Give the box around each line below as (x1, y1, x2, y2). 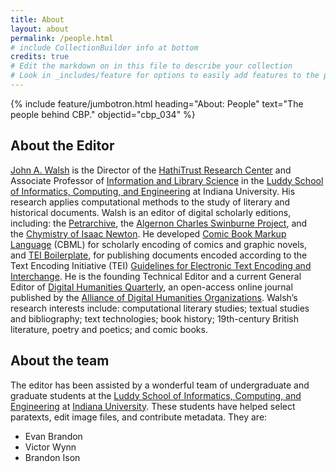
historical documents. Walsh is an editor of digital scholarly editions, (10, 206, 292, 218)
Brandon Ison (24, 451, 81, 463)
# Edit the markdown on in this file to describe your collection (10, 61, 293, 71)
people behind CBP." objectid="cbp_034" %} (10, 108, 196, 120)
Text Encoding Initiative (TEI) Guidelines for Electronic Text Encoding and (10, 259, 312, 271)
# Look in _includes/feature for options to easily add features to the (10, 71, 320, 81)
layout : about (10, 24, 70, 34)
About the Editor (10, 137, 115, 155)
